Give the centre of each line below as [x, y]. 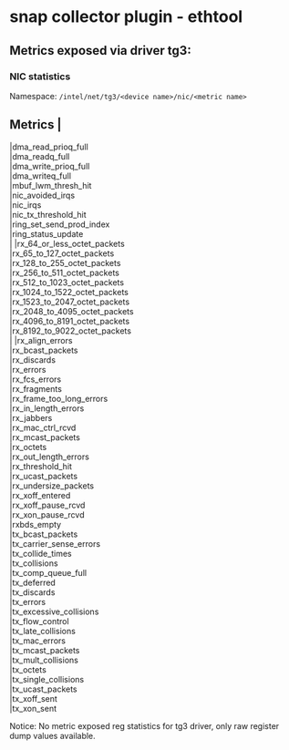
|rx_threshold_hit [41, 466]
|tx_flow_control [40, 621]
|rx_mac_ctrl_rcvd [43, 427]
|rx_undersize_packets [52, 486]
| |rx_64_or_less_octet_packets [67, 243]
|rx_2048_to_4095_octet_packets [72, 311]
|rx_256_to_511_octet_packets [65, 272]
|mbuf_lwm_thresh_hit [51, 185]
